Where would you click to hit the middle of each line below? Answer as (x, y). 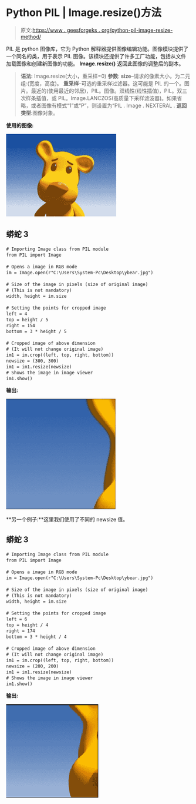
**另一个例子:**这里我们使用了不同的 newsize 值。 (67, 519)
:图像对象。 (45, 112)
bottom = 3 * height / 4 (36, 637)
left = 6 (17, 619)
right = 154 (21, 325)
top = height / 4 (27, 625)
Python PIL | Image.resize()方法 (84, 13)
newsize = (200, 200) (33, 666)
